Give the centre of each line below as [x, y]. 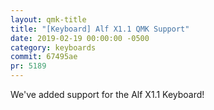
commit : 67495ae [44, 57]
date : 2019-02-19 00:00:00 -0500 [80, 38]
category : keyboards [53, 47]
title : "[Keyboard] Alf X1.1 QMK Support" [100, 29]
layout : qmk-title [48, 19]
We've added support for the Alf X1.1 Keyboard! [107, 94]
